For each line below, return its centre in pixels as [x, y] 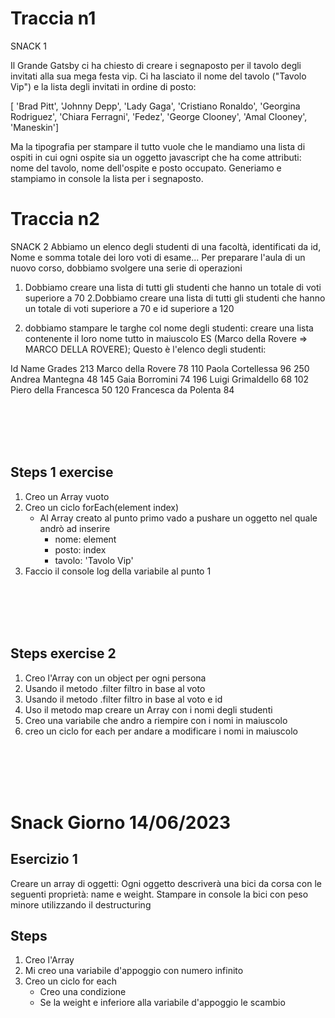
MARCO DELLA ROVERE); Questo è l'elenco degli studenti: [145, 349]
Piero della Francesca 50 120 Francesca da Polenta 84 [122, 389]
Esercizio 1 [44, 859]
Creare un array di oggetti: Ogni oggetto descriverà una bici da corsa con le [166, 883]
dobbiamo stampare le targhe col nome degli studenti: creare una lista [169, 328]
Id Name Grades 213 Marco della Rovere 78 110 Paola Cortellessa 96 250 [160, 368]
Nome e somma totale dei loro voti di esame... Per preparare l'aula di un [158, 257]
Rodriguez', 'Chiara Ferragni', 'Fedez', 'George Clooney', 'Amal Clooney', [159, 116]
